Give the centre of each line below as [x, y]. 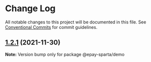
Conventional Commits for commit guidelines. [51, 27]
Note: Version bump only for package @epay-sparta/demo [65, 54]
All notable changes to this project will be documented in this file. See [76, 22]
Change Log [30, 9]
